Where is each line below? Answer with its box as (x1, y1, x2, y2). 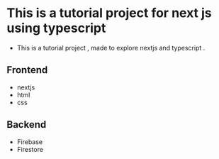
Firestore (16, 145, 44, 153)
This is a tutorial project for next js (6, 5, 212, 21)
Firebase (16, 137, 43, 146)
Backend (6, 119, 47, 131)
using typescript (6, 20, 106, 36)
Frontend (6, 64, 48, 76)
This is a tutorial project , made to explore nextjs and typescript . (16, 43, 206, 52)
